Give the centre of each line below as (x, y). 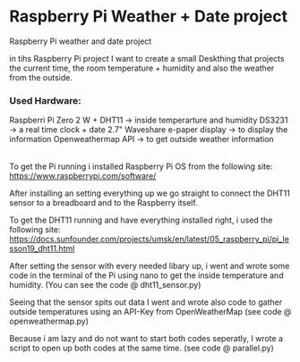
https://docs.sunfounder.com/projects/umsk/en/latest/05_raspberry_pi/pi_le (149, 240)
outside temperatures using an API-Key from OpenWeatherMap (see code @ (150, 312)
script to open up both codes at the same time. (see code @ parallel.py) (142, 348)
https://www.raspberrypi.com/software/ (83, 176)
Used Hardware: (46, 100)
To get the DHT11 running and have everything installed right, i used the (141, 220)
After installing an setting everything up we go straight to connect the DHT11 (150, 193)
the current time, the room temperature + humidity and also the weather (142, 68)
